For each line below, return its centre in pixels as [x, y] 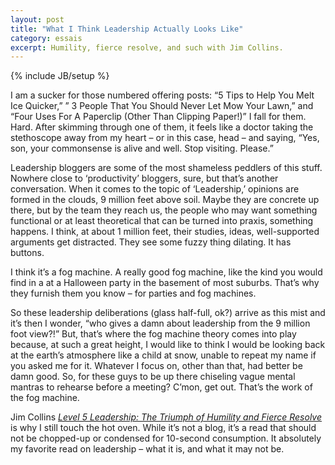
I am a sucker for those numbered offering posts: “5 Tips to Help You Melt [162, 95]
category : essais [46, 38]
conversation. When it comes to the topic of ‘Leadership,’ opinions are [155, 189]
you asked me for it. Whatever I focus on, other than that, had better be [156, 366]
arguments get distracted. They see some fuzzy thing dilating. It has [151, 242]
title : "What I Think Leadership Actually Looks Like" [127, 29]
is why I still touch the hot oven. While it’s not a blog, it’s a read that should [163, 428]
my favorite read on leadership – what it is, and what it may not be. [147, 449]
